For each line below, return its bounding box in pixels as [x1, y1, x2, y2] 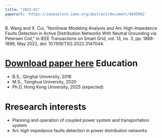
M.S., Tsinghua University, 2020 [12, 79, 77, 85]
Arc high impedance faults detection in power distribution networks [12, 128, 147, 134]
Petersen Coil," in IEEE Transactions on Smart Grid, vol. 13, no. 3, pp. [5, 35, 142, 41]
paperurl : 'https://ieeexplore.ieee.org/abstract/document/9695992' [5, 12, 147, 17]
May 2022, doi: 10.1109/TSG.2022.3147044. [17, 40, 105, 46]
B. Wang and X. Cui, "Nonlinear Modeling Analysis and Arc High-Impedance [5, 25, 157, 31]
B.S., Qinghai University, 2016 [12, 74, 72, 79]
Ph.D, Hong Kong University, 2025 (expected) [12, 84, 104, 90]
